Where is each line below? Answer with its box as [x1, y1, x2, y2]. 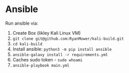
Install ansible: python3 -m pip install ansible [12, 46, 112, 52]
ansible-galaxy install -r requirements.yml [12, 52, 108, 57]
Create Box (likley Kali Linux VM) [12, 30, 81, 36]
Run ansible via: [5, 20, 38, 26]
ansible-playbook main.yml [12, 63, 70, 68]
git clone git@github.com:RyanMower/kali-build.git [12, 36, 124, 41]
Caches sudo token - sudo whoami [12, 56, 82, 62]
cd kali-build [12, 41, 42, 46]
